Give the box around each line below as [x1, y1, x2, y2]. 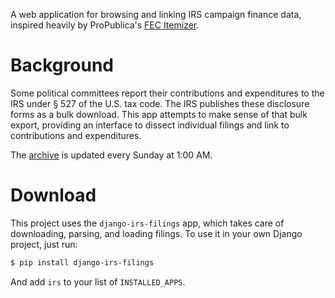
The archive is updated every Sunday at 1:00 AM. [10, 149, 213, 161]
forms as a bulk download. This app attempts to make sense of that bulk [10, 108, 308, 120]
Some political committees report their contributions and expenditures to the [10, 87, 325, 99]
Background [10, 54, 114, 77]
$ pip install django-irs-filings [10, 257, 155, 268]
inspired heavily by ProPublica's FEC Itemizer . [10, 19, 200, 31]
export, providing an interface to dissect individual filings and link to [10, 119, 290, 131]
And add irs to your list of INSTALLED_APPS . [10, 275, 186, 288]
